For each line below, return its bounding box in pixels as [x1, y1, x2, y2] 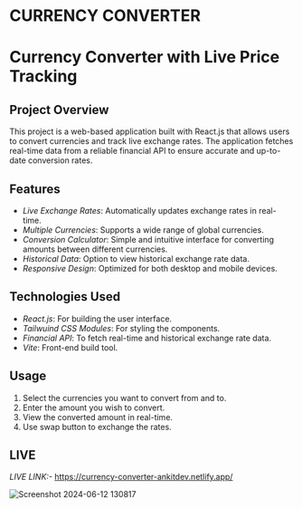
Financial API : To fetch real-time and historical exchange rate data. [22, 332, 272, 343]
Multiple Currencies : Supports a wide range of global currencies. [22, 225, 264, 235]
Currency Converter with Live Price [9, 47, 280, 68]
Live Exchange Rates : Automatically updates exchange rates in [22, 206, 258, 216]
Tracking [9, 66, 78, 87]
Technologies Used [9, 289, 120, 304]
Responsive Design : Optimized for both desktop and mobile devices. [22, 264, 278, 273]
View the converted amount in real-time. [22, 411, 174, 422]
